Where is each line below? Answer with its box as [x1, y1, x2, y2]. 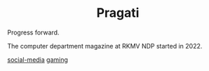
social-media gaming [7, 55, 69, 64]
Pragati [96, 5, 140, 21]
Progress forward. [7, 28, 60, 37]
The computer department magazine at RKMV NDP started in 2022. [7, 41, 203, 50]
